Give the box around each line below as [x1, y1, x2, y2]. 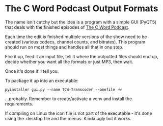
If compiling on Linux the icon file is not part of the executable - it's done [5, 110, 152, 116]
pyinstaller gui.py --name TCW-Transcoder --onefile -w [5, 87, 122, 92]
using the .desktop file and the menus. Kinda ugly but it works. [5, 115, 132, 121]
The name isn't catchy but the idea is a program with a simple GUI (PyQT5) [5, 19, 157, 25]
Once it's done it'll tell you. [5, 68, 59, 74]
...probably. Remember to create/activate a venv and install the [5, 96, 132, 102]
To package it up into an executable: [5, 78, 79, 84]
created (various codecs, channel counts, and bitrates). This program [5, 39, 146, 44]
